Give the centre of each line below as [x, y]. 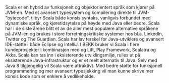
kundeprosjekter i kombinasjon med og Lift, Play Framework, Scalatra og [81, 50]
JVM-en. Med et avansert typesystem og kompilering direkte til [71, 12]
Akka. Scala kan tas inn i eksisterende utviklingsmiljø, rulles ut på [73, 55]
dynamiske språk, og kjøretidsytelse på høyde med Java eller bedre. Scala [82, 23]
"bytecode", [18, 18]
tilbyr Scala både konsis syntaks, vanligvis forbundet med [91, 18]
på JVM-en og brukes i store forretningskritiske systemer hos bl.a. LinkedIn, [84, 34]
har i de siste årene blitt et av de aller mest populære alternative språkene [82, 28]
